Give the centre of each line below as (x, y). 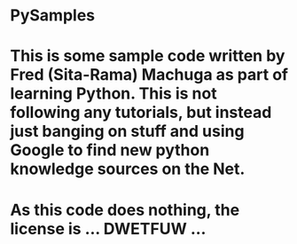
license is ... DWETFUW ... (108, 228)
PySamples (53, 16)
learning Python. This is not (113, 94)
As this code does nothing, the (125, 210)
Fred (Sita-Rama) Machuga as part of (149, 75)
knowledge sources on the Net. (128, 169)
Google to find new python (110, 150)
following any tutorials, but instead (141, 113)
